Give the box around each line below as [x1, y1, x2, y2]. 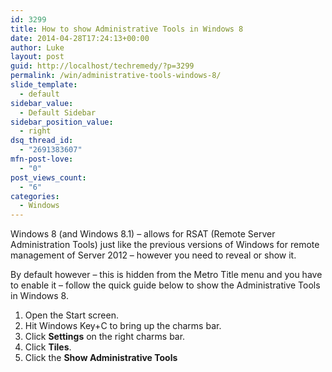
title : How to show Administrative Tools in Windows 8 [10, 24, 244, 34]
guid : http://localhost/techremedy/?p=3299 [10, 61, 195, 71]
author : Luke [10, 42, 65, 53]
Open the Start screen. [24, 309, 119, 321]
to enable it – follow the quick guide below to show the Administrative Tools [10, 279, 321, 291]
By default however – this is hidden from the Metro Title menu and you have [10, 269, 323, 281]
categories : [10, 191, 60, 201]
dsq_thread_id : [10, 136, 74, 146]
